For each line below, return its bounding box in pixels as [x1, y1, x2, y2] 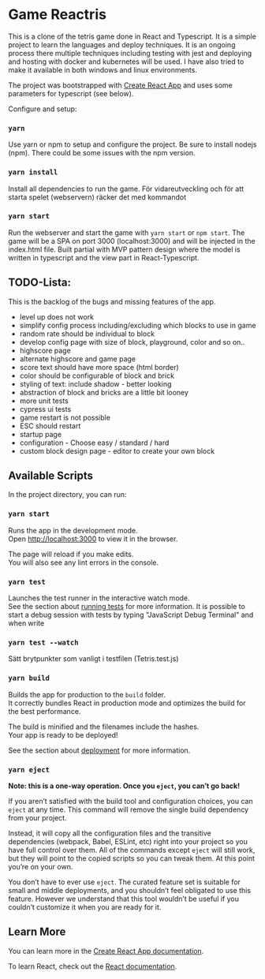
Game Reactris [8, 6, 106, 24]
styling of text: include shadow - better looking [19, 379, 172, 388]
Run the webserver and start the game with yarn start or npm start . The [8, 227, 245, 237]
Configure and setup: [8, 104, 77, 114]
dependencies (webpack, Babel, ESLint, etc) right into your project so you [8, 836, 248, 846]
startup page [19, 429, 62, 439]
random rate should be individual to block [19, 329, 155, 338]
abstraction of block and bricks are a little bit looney [19, 387, 189, 397]
